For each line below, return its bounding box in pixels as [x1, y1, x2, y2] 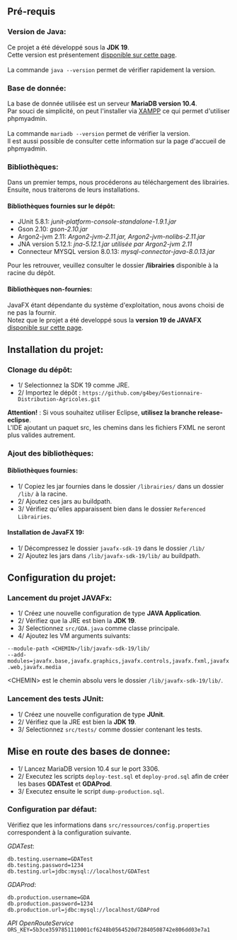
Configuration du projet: [7, 572, 117, 584]
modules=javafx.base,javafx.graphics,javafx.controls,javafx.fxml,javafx [7, 658, 230, 665]
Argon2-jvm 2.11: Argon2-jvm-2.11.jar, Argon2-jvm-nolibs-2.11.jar [17, 233, 205, 241]
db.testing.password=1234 [7, 861, 83, 869]
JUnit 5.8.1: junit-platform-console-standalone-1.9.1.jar [17, 217, 177, 226]
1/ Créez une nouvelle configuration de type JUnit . [17, 710, 165, 719]
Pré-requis [7, 6, 56, 18]
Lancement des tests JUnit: [7, 694, 104, 704]
